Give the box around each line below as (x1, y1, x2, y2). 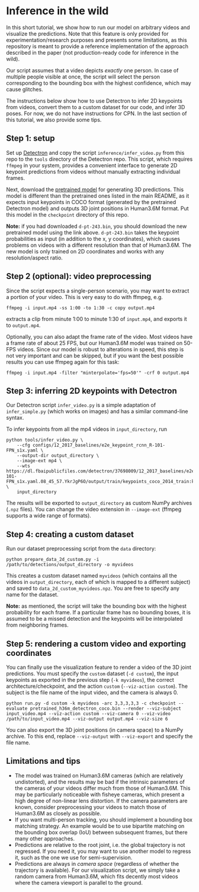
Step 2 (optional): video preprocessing (6, 271, 152, 281)
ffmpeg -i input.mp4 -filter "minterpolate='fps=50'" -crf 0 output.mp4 (6, 370, 190, 376)
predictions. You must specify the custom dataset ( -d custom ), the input (6, 670, 179, 677)
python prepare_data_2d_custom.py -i (6, 557, 99, 563)
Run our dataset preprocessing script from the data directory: (6, 545, 156, 553)
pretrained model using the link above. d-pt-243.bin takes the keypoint (6, 228, 179, 236)
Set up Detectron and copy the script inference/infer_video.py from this (6, 149, 185, 156)
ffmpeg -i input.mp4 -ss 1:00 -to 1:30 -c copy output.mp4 (6, 304, 155, 311)
